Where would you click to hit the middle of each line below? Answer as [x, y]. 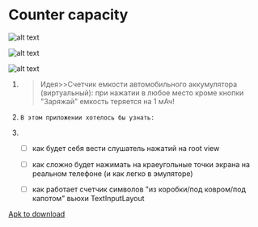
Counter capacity [68, 15]
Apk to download [37, 214]
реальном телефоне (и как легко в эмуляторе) [112, 174]
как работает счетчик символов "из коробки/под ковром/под [139, 189]
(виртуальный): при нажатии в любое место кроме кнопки [142, 92]
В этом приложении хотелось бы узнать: [87, 118]
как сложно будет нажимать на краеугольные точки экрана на [141, 164]
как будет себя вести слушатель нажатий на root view [126, 148]
